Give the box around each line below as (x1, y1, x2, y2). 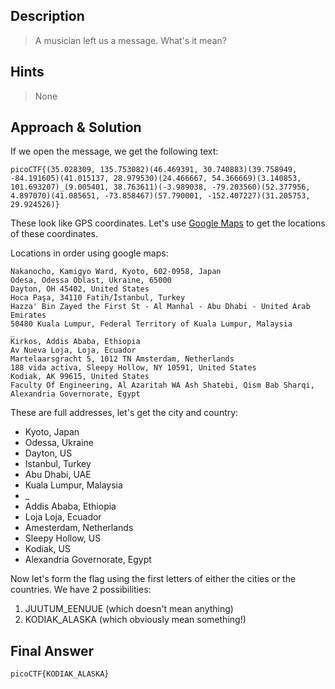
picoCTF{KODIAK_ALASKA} (10, 669, 110, 679)
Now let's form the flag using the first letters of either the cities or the (10, 573, 297, 585)
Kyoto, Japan (24, 426, 80, 438)
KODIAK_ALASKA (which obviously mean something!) (24, 614, 247, 626)
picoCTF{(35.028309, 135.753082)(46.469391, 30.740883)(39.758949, (10, 165, 298, 175)
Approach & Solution (10, 119, 142, 136)
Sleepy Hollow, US (24, 532, 102, 544)
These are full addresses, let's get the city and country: (10, 407, 239, 419)
